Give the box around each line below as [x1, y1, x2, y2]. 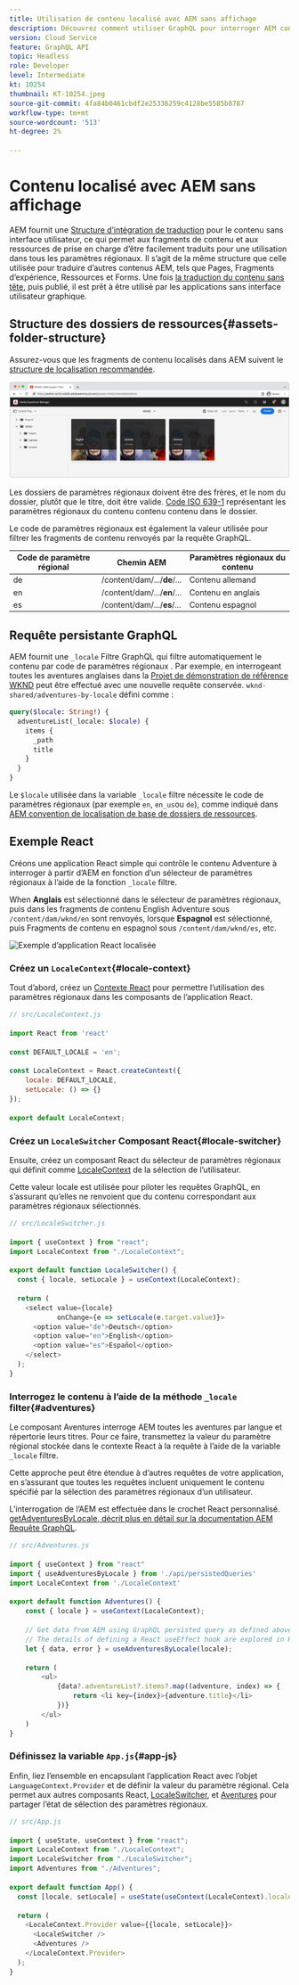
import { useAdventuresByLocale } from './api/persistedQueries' [9, 1569, 256, 1578]
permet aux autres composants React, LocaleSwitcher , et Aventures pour [9, 1789, 278, 1800]
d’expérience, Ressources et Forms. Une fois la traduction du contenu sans [9, 272, 285, 283]
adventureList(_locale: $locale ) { [17, 717, 149, 726]
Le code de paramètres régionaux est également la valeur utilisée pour [9, 522, 269, 534]
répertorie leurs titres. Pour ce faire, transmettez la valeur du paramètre [9, 1431, 271, 1442]
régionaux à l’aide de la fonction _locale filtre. [9, 876, 178, 887]
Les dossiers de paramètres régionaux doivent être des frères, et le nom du [9, 487, 287, 497]
